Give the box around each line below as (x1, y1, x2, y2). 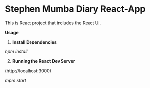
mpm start (5, 77, 26, 83)
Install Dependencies (12, 39, 57, 45)
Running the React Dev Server (12, 58, 75, 64)
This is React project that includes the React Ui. (5, 20, 101, 26)
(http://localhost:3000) (5, 68, 52, 74)
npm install (5, 48, 28, 54)
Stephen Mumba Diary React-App (5, 3, 146, 15)
